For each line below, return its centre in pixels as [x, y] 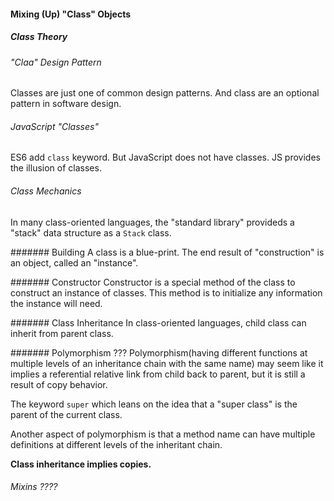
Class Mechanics [46, 191]
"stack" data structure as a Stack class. [91, 232]
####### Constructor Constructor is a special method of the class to [153, 282]
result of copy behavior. [59, 384]
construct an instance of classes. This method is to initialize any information [166, 292]
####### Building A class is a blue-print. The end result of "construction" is [167, 252]
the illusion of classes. [56, 168]
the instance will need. [56, 303]
